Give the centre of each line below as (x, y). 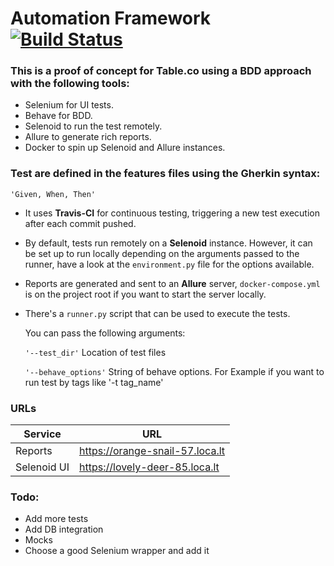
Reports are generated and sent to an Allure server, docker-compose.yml (172, 283)
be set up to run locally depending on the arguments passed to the (162, 253)
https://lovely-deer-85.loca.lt (149, 467)
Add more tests (56, 519)
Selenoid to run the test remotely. (93, 126)
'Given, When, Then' (53, 194)
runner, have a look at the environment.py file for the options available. (169, 264)
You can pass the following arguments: (105, 333)
